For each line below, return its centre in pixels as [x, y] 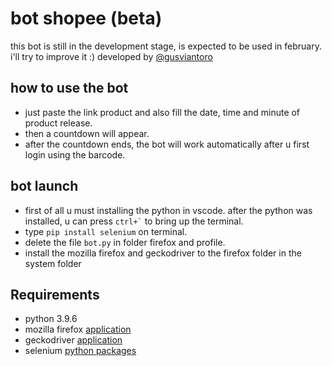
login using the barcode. [75, 154]
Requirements [55, 294]
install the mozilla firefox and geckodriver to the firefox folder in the [163, 253]
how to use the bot [69, 88]
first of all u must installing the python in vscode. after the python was [168, 210]
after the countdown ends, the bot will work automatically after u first [167, 144]
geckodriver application [73, 340]
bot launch [44, 186]
